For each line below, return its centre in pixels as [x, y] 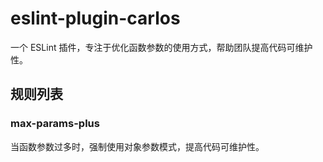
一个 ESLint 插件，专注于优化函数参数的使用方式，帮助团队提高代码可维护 [161, 47]
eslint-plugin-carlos [95, 18]
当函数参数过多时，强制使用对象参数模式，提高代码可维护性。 [137, 146]
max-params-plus [55, 124]
